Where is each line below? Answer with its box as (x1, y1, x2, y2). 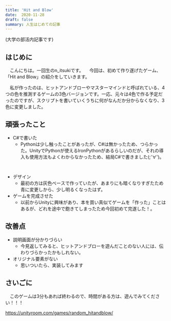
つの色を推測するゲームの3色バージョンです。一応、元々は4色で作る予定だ (5, 91, 163, 97)
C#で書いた (12, 134, 37, 141)
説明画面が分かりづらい (12, 236, 62, 243)
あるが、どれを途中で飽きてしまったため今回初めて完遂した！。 (20, 205, 155, 212)
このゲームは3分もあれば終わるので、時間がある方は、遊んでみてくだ (9, 293, 156, 299)
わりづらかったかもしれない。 (20, 249, 83, 256)
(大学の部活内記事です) (5, 36, 54, 42)
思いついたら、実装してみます (20, 262, 83, 268)
